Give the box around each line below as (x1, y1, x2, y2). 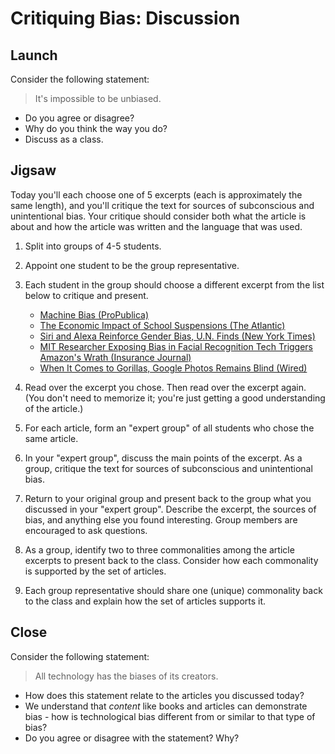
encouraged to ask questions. (24, 524, 148, 536)
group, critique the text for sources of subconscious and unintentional (24, 462, 313, 474)
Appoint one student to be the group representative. (24, 259, 240, 271)
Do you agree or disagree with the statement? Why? (24, 732, 240, 744)
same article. (24, 432, 79, 444)
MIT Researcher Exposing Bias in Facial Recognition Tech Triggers (39, 340, 314, 352)
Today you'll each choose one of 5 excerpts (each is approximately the (10, 188, 303, 201)
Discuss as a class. (24, 133, 104, 145)
